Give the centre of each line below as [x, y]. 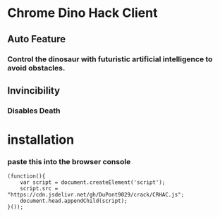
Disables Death [34, 111]
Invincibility [34, 91]
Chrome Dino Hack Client [82, 13]
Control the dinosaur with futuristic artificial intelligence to [110, 59]
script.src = [39, 189]
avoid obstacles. [36, 68]
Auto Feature [37, 39]
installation [41, 139]
